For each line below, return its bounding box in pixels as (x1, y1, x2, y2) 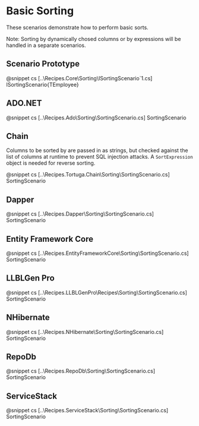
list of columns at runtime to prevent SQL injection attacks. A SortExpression (6, 153, 193, 160)
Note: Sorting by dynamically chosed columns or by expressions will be (6, 35, 181, 42)
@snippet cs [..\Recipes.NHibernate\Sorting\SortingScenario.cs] (6, 328, 164, 335)
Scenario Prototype (6, 59, 80, 69)
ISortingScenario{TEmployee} (6, 81, 79, 88)
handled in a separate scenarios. (6, 42, 86, 49)
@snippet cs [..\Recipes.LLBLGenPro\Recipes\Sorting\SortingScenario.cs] (6, 289, 187, 296)
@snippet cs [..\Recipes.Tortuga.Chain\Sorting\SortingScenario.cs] (6, 171, 170, 178)
